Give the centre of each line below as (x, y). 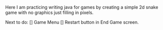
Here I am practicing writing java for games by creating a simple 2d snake (82, 7)
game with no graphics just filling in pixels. (49, 12)
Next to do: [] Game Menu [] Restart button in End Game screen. (72, 22)
